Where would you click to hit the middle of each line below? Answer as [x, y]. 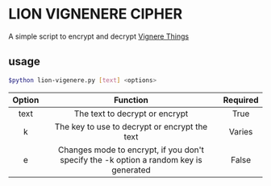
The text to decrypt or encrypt [131, 114]
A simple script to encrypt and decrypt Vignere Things [99, 36]
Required [241, 100]
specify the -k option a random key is [131, 159]
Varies [241, 131]
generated [131, 170]
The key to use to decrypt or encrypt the [131, 126]
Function [131, 100]
